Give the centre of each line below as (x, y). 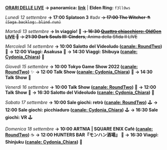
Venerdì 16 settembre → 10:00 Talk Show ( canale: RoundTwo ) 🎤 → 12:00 (81, 87)
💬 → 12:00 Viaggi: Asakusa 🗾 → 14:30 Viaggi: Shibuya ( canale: (72, 52)
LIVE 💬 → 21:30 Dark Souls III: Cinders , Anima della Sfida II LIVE (72, 37)
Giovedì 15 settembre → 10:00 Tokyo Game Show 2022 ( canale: (72, 67)
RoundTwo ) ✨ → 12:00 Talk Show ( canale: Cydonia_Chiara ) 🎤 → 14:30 (79, 72)
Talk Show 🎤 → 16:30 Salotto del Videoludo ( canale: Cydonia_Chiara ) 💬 (80, 92)
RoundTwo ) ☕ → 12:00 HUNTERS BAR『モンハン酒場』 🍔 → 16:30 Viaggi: (82, 135)
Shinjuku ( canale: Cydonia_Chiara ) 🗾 (44, 142)
